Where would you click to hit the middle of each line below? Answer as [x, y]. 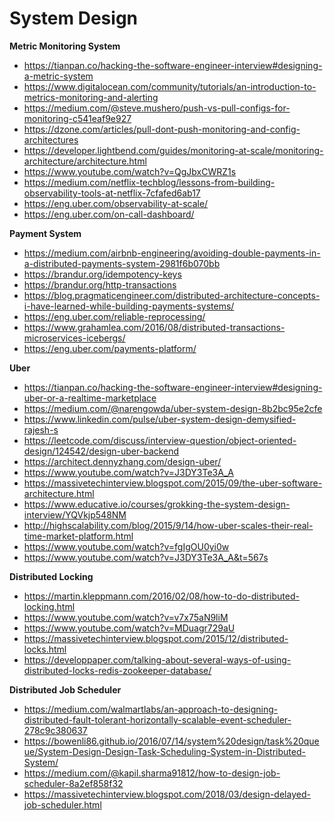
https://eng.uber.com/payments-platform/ [110, 348]
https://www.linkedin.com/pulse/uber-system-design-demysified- [160, 419]
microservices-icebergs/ [74, 338]
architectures [51, 139]
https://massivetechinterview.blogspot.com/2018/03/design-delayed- [167, 794]
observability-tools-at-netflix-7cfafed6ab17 [112, 193]
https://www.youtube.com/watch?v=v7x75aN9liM [126, 617]
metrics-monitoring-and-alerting [91, 97]
